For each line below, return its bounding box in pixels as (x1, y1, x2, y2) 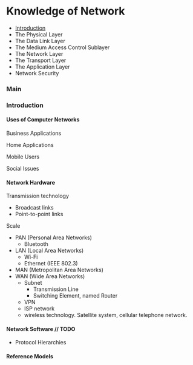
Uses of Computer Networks (6, 116, 80, 123)
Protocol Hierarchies (15, 339, 67, 346)
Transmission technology (6, 193, 70, 200)
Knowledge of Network (6, 4, 125, 18)
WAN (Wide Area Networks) (15, 273, 85, 280)
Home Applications (6, 141, 54, 148)
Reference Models (6, 352, 53, 360)
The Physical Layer (15, 30, 63, 38)
